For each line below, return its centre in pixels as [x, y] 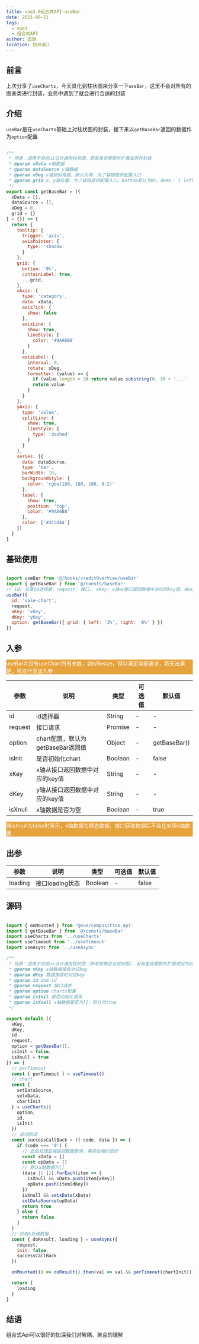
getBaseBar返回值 [62, 747]
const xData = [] [43, 1156]
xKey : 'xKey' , [29, 611]
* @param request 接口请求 [40, 986]
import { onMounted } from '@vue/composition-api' [70, 925]
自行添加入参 [37, 671]
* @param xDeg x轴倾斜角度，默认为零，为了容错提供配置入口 [75, 175]
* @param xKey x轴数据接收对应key [48, 969]
